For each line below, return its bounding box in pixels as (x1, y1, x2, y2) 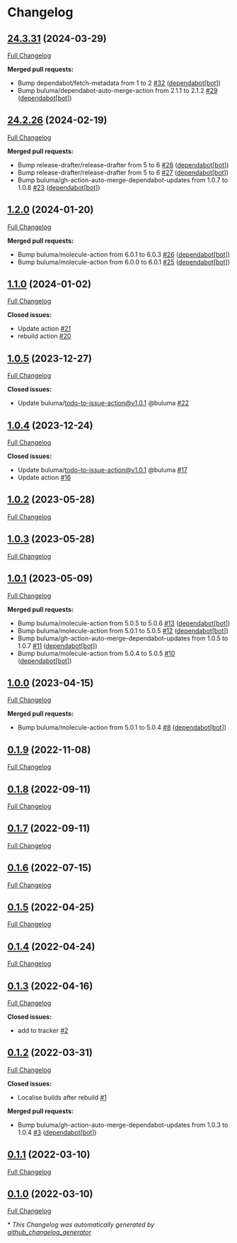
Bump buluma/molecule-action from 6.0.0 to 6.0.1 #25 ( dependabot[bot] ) (17, 257, 231, 266)
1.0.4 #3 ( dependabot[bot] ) (17, 1128, 97, 1137)
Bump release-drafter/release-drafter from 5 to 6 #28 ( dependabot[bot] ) (17, 160, 229, 169)
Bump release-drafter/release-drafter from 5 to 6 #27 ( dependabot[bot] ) (17, 168, 229, 177)
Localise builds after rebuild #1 (17, 1093, 108, 1101)
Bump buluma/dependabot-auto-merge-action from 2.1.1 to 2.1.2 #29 (17, 87, 218, 94)
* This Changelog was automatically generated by (7, 1220, 155, 1229)
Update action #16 (17, 473, 71, 482)
